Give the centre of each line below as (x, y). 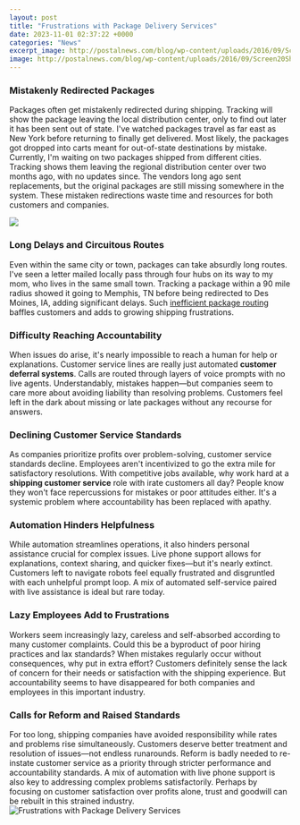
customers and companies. (59, 205)
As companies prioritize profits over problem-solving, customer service (141, 455)
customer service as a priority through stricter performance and (154, 763)
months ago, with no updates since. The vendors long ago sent (125, 176)
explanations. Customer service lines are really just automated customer (143, 364)
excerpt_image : (37, 51)
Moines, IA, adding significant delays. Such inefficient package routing (139, 302)
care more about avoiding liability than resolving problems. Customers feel (146, 392)
